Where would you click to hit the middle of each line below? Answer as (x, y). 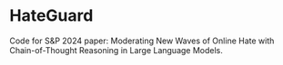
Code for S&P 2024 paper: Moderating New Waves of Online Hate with (142, 41)
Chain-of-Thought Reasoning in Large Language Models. (116, 50)
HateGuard (51, 16)
